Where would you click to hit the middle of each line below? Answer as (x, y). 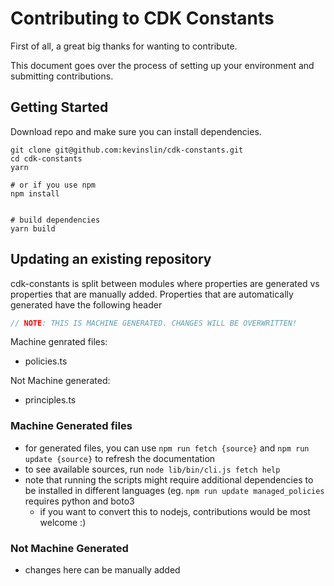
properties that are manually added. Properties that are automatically (152, 294)
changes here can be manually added (102, 570)
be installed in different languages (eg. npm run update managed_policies (174, 490)
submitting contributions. (62, 76)
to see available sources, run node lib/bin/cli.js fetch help (152, 469)
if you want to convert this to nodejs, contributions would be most (175, 511)
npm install (35, 193)
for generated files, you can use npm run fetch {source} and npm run (167, 448)
